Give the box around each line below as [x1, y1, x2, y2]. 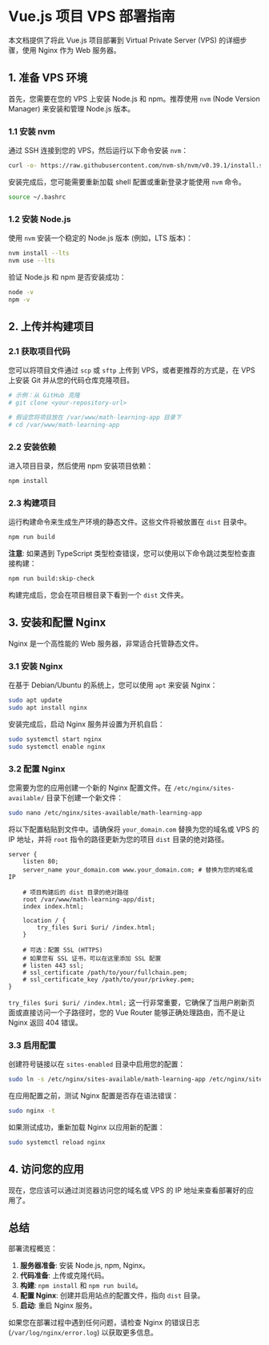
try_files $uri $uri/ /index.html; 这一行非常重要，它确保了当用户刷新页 [8, 997, 255, 1007]
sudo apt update [8, 696, 62, 705]
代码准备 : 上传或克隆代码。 [19, 1271, 109, 1280]
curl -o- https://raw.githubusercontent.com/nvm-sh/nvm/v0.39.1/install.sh [8, 162, 267, 170]
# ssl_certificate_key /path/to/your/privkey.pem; [22, 975, 195, 984]
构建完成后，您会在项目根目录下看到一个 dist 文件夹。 [8, 590, 188, 599]
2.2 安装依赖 [8, 441, 57, 453]
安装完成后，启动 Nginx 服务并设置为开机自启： [8, 719, 166, 729]
